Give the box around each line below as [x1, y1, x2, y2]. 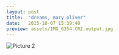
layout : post [6, 8, 40, 15]
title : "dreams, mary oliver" [6, 15, 86, 21]
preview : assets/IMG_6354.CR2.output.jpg [6, 25, 114, 32]
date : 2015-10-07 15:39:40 [6, 20, 81, 26]
